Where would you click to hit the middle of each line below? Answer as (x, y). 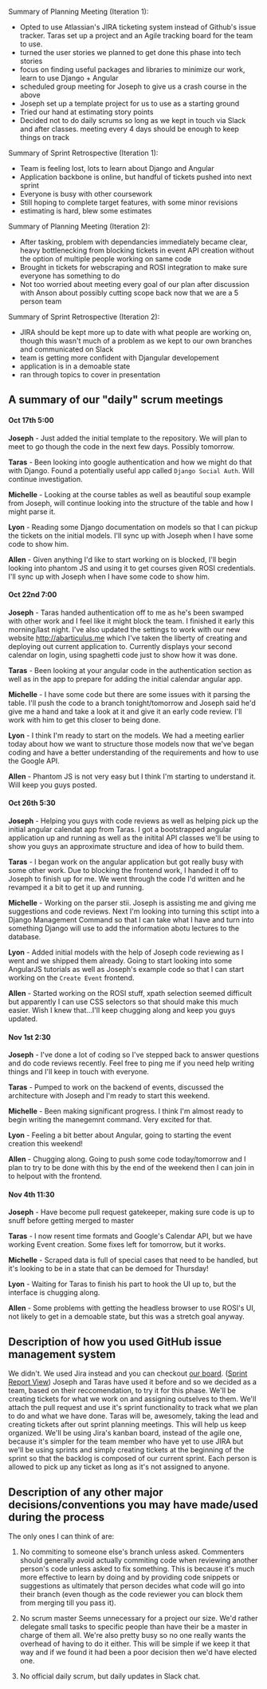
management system (62, 1354)
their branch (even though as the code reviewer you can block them (131, 1595)
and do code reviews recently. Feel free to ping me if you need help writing (132, 1063)
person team (41, 301)
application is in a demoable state (75, 366)
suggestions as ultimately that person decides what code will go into (132, 1586)
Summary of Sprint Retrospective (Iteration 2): (84, 317)
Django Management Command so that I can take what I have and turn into (131, 920)
